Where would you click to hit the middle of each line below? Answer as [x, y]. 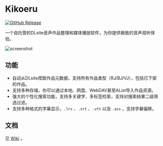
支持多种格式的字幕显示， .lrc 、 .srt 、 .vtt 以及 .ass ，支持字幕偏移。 [84, 108]
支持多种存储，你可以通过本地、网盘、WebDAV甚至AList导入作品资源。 [84, 90]
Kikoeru [22, 9]
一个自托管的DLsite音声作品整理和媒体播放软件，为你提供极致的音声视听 [78, 32]
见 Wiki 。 [15, 138]
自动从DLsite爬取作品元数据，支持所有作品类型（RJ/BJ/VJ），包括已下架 [84, 78]
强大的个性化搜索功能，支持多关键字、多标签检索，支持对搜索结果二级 [83, 96]
